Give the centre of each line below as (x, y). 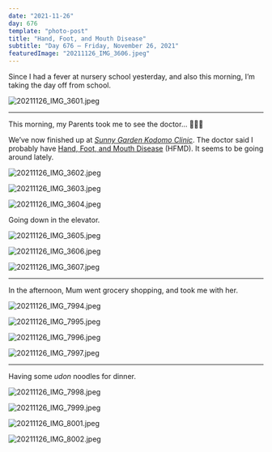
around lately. (31, 157)
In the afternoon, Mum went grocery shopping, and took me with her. (123, 290)
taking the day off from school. (60, 85)
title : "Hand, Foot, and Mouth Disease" (78, 38)
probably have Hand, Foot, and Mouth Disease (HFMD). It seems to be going (136, 148)
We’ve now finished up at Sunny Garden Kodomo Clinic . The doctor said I (131, 140)
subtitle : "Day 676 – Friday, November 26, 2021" (94, 46)
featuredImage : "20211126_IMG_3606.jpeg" (79, 53)
